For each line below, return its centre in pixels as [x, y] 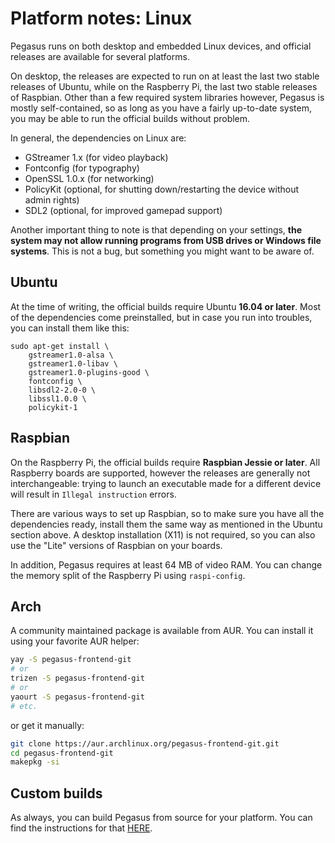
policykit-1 [53, 407]
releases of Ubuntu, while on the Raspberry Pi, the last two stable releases [164, 86]
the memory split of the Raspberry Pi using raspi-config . [128, 575]
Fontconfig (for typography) [82, 168]
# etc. [24, 706]
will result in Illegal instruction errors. [93, 494]
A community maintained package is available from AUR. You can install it [162, 631]
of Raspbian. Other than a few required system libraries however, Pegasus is [167, 97]
